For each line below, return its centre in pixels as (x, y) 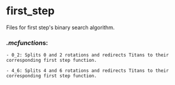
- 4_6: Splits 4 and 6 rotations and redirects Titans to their (87, 71)
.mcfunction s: (27, 43)
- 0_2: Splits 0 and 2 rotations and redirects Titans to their (87, 55)
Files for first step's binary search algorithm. (60, 27)
